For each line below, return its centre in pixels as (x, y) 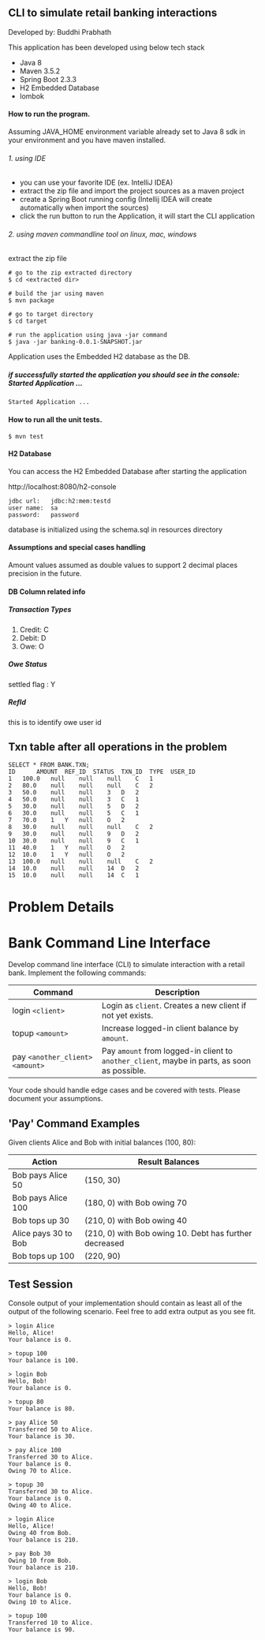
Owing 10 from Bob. (40, 1561)
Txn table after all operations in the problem (118, 747)
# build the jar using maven (56, 294)
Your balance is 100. (44, 1361)
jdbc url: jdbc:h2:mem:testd (60, 501)
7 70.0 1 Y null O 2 (67, 820)
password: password (44, 515)
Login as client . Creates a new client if (174, 1006)
